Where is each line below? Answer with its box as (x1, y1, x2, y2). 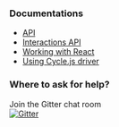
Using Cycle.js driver (21, 56, 100, 67)
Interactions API (21, 37, 81, 47)
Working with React (21, 47, 95, 57)
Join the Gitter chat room (9, 98, 101, 109)
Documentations (9, 7, 83, 20)
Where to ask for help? (9, 79, 110, 91)
